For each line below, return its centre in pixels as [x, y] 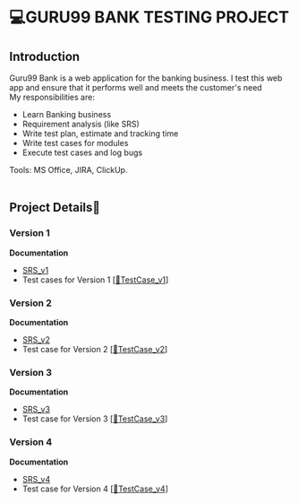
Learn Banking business [67, 114]
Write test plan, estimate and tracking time [100, 134]
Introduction [45, 56]
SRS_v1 [35, 270]
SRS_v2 [36, 339]
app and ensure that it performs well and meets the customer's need [136, 87]
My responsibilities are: [52, 97]
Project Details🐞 [55, 208]
